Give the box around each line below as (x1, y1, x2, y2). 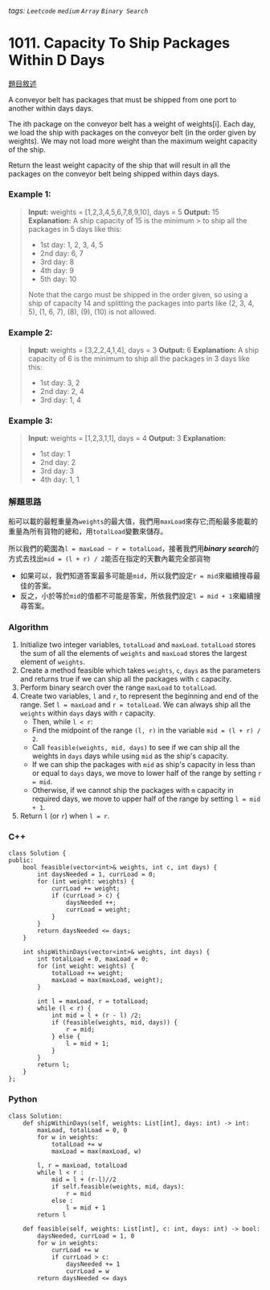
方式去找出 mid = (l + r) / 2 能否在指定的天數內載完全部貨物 (8, 554, 211, 563)
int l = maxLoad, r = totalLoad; (37, 998, 149, 1006)
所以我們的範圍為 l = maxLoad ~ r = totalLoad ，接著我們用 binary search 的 (8, 543, 260, 553)
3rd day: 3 (39, 467, 75, 476)
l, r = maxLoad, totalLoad (37, 1161, 128, 1169)
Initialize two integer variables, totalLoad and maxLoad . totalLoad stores (19, 640, 256, 649)
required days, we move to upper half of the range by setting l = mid (31, 794, 261, 804)
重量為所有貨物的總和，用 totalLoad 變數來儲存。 (8, 526, 168, 536)
